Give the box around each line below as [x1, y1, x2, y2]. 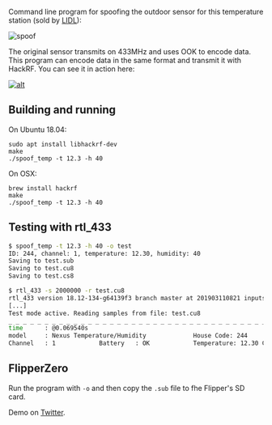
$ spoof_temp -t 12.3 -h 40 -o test [8, 242, 132, 250]
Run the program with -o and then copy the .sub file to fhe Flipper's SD [8, 383, 245, 393]
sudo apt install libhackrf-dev [8, 140, 117, 148]
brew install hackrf [8, 184, 79, 193]
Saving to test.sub [8, 257, 74, 266]
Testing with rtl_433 [8, 220, 112, 234]
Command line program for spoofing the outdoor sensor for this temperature [8, 7, 264, 16]
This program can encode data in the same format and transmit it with [8, 56, 241, 65]
